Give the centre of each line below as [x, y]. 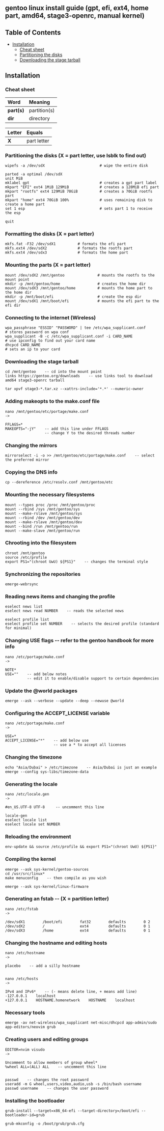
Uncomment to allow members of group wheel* [51, 1062]
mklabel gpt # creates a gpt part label [81, 183]
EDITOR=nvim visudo [25, 1049]
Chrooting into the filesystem [41, 543]
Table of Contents [33, 32]
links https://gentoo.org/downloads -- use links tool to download [79, 376]
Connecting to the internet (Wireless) [51, 317]
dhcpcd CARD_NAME [23, 345]
